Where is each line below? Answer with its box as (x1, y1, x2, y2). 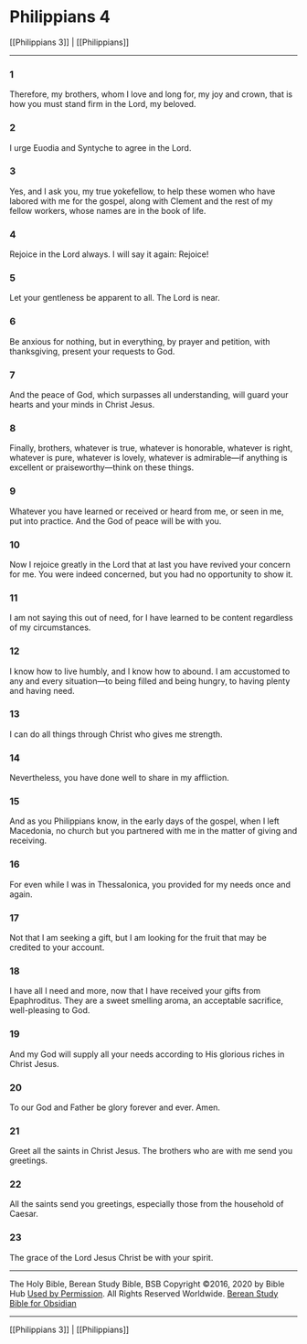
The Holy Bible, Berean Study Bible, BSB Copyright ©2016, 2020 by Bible (9, 1278, 285, 1289)
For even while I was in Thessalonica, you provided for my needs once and (9, 879, 291, 890)
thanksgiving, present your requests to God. (9, 346, 175, 357)
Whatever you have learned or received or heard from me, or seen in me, (9, 506, 285, 517)
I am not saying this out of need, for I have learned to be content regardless (9, 613, 294, 624)
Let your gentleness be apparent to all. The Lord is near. (9, 293, 221, 304)
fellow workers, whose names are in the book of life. (9, 205, 206, 216)
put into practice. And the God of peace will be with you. (9, 515, 222, 527)
